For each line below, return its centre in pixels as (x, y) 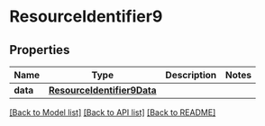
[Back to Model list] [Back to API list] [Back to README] (113, 112)
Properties (40, 50)
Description (191, 75)
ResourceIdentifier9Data (102, 90)
